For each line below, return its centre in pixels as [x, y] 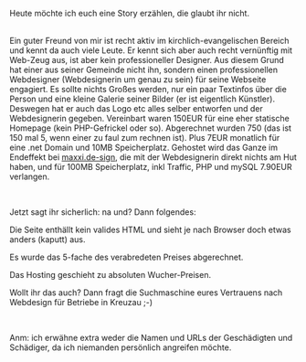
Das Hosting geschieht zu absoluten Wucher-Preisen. [111, 275]
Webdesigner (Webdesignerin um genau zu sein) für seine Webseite [138, 80]
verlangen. [30, 176]
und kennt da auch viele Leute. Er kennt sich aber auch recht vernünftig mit [151, 50]
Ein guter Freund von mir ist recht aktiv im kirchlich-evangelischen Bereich [149, 41]
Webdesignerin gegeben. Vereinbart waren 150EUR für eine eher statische [149, 118]
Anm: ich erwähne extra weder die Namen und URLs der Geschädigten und [151, 338]
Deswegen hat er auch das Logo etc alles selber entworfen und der [136, 108]
